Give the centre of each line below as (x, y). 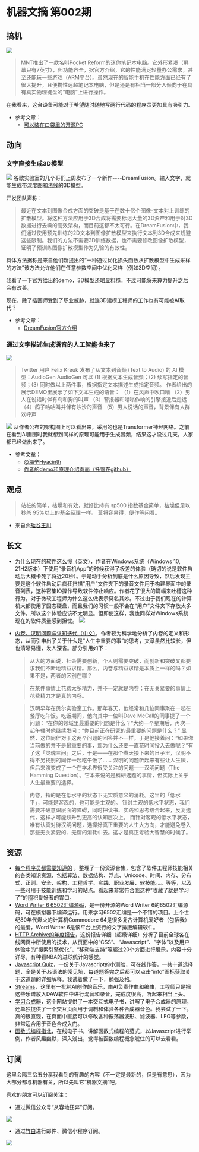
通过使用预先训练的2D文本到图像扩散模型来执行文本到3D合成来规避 (108, 233)
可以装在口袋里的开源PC (53, 125)
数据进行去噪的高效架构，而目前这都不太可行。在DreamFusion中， (102, 225)
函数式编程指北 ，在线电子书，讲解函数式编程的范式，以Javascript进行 (100, 1031)
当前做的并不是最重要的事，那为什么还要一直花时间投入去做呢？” (109, 745)
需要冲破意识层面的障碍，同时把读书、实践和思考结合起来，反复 (108, 810)
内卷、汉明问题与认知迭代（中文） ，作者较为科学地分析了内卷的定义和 (99, 633)
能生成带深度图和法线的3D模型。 (46, 185)
